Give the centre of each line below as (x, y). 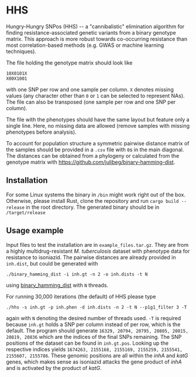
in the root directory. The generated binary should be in (93, 207)
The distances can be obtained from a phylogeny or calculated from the (93, 155)
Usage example (35, 231)
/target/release (26, 213)
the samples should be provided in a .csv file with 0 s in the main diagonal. (95, 150)
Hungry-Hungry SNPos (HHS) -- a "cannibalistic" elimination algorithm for (95, 26)
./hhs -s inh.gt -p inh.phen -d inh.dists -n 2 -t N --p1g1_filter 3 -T (97, 307)
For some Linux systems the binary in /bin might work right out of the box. (96, 195)
